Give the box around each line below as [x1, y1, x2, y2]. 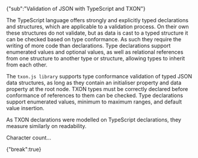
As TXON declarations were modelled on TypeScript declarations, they [6, 116, 182, 123]
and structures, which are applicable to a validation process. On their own [6, 23, 190, 30]
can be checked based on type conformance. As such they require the [6, 36, 182, 42]
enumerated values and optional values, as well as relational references [6, 48, 184, 56]
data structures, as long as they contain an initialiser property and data [6, 79, 182, 86]
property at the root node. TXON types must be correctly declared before [6, 86, 188, 92]
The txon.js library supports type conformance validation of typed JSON [6, 73, 193, 80]
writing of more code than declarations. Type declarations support [6, 42, 171, 49]
